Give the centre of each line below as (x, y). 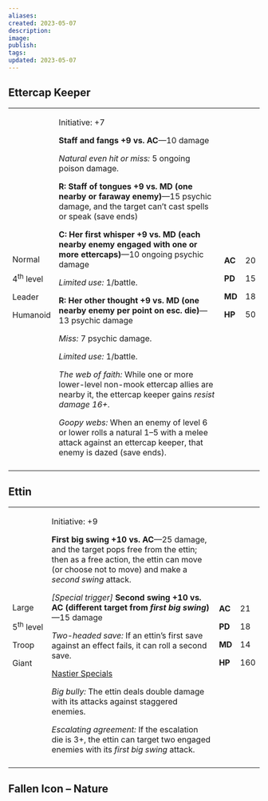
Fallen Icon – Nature (59, 789)
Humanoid (32, 315)
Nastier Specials (82, 673)
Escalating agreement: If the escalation (125, 729)
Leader (26, 297)
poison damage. (89, 168)
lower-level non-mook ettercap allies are (136, 384)
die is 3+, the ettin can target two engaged (131, 739)
